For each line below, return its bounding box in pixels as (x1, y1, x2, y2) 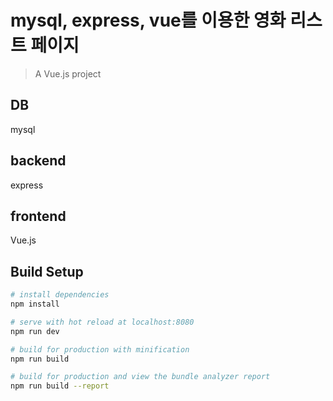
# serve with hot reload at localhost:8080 (10, 317, 195, 327)
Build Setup (10, 263, 84, 280)
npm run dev (10, 326, 60, 336)
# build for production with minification (10, 344, 190, 355)
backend (10, 152, 67, 170)
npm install (10, 299, 60, 310)
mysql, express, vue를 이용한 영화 (10, 9, 287, 32)
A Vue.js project (34, 67, 102, 80)
